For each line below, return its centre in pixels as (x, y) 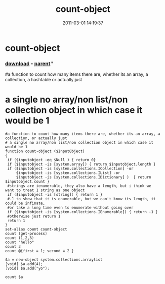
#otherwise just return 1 (34, 217)
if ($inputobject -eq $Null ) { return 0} (52, 160)
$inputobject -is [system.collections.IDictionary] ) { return (84, 177)
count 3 (13, 247)
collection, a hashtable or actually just (44, 80)
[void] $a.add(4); (24, 264)
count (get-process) (26, 234)
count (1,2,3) (20, 238)
